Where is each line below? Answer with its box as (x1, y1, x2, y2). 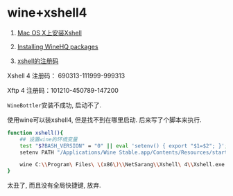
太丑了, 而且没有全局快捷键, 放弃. (7, 181, 101, 190)
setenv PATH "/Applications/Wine (19, 149, 116, 156)
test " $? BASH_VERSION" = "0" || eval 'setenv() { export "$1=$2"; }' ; (19, 142, 228, 150)
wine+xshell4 (7, 5, 88, 21)
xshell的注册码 (17, 57, 59, 65)
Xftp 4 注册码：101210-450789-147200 (7, 86, 119, 94)
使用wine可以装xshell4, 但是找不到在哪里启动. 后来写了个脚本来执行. (7, 116, 202, 124)
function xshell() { (7, 130, 64, 136)
